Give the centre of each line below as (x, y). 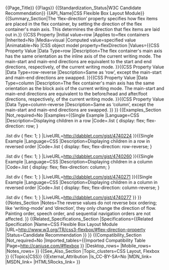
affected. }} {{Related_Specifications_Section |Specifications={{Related (79, 219)
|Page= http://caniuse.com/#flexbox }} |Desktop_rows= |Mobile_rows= (78, 246)
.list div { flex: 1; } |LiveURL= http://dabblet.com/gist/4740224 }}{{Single (79, 136)
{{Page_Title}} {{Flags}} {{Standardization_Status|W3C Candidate (73, 8)
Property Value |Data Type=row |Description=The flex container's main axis (84, 51)
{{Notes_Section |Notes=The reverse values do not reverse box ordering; (81, 203)
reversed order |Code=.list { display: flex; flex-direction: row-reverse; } (79, 146)
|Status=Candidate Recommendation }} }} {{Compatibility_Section (73, 235)
